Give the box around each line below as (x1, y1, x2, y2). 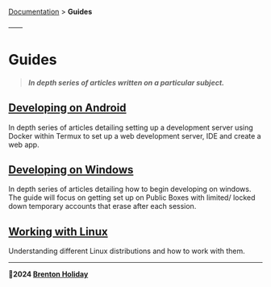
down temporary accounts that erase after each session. (8, 202, 197, 211)
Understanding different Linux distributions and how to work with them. (8, 246, 246, 256)
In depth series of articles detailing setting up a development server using (8, 123, 254, 132)
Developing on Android (8, 101, 127, 115)
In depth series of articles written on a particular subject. (27, 77, 224, 87)
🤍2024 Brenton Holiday (8, 269, 89, 279)
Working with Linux (8, 225, 108, 239)
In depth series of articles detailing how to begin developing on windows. (8, 185, 252, 194)
